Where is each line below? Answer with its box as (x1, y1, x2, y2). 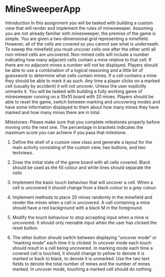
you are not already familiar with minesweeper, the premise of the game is (5, 30, 156, 36)
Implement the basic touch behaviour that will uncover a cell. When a (12, 179, 153, 185)
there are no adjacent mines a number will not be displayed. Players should (5, 62, 158, 68)
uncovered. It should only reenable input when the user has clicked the (12, 220, 157, 225)
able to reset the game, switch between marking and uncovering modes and (5, 99, 161, 105)
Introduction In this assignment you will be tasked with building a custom (5, 20, 153, 26)
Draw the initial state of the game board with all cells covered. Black (12, 159, 151, 165)
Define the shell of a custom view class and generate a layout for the (12, 139, 152, 145)
